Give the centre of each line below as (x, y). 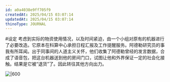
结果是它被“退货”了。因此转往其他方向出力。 (60, 64)
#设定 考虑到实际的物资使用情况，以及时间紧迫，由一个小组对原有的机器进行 (85, 39)
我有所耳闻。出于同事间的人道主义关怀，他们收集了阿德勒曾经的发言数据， (83, 51)
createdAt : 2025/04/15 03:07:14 (39, 15)
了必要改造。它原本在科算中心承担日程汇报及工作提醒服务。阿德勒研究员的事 (85, 45)
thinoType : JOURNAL (26, 24)
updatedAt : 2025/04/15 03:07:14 (39, 19)
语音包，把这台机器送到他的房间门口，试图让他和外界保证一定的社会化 (87, 58)
